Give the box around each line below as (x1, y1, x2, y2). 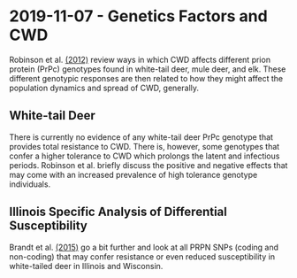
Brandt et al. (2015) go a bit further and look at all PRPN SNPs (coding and (9, 242, 279, 252)
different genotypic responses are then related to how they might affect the (9, 73, 284, 83)
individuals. (9, 179, 51, 189)
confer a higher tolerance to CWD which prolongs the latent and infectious (9, 151, 280, 161)
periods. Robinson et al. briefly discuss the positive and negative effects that (9, 159, 288, 170)
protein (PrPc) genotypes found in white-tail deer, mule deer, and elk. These (9, 64, 286, 74)
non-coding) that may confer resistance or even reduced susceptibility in (9, 251, 276, 262)
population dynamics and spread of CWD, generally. (9, 82, 200, 93)
